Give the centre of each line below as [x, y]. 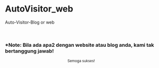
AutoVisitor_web [39, 9]
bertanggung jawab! [29, 51]
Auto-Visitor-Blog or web [30, 22]
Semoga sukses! [81, 61]
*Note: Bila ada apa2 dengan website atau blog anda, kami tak [79, 45]
